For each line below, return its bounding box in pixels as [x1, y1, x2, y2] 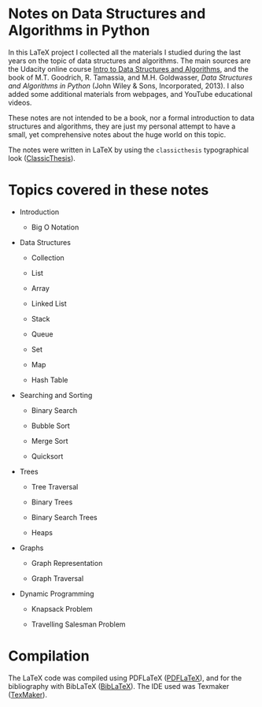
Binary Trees [31, 497, 73, 507]
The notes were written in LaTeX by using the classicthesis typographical [8, 145, 249, 154]
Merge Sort [31, 436, 68, 445]
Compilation [8, 647, 90, 665]
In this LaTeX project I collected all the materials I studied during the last [8, 47, 242, 57]
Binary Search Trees [31, 512, 98, 522]
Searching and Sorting [19, 390, 93, 400]
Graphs [19, 543, 44, 553]
